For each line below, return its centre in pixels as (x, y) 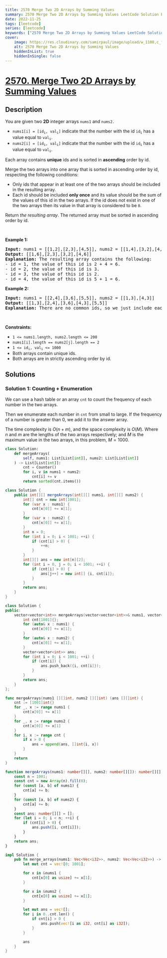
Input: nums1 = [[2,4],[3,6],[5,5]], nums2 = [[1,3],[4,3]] (80, 298)
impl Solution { (22, 855)
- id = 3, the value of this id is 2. (52, 274)
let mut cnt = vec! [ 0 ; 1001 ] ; (54, 864)
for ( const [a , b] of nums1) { (46, 786)
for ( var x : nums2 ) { (46, 518)
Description (24, 109)
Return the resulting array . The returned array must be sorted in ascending (82, 215)
